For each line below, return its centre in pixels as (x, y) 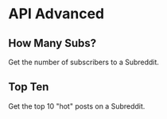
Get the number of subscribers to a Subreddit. (83, 62)
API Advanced (56, 14)
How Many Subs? (52, 43)
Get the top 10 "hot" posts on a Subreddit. (77, 106)
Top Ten (29, 87)
